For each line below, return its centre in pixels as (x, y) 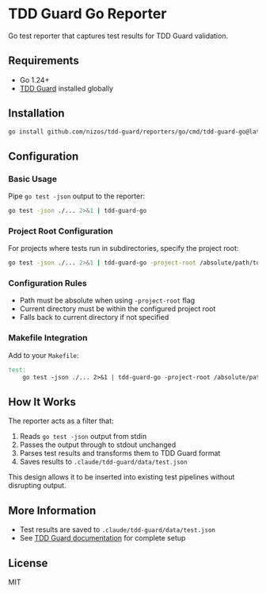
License (28, 563)
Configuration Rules (47, 283)
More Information (52, 510)
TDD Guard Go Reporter (87, 14)
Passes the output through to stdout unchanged (98, 445)
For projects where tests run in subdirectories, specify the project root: (123, 248)
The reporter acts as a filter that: (61, 421)
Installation (36, 113)
